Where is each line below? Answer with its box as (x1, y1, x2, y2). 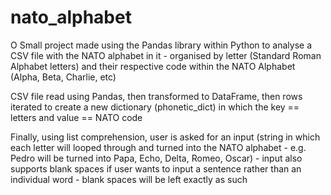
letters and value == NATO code (10, 111, 143, 123)
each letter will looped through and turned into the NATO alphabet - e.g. (10, 141, 307, 153)
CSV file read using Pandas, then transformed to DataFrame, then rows (10, 90, 303, 102)
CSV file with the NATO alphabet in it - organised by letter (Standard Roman (10, 49, 322, 61)
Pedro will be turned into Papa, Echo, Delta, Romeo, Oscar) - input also (10, 152, 303, 164)
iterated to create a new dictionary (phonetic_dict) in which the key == (10, 101, 300, 113)
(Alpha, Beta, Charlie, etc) (10, 71, 117, 83)
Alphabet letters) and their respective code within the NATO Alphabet (10, 60, 296, 72)
